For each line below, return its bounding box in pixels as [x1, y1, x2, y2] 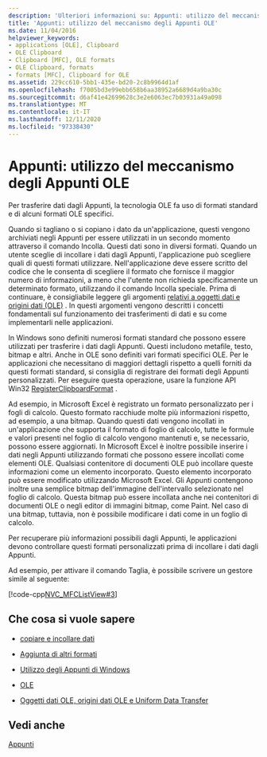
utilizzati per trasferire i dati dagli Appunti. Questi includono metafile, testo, [8, 341, 253, 351]
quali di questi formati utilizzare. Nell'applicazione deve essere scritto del [8, 258, 248, 268]
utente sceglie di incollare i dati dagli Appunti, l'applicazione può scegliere [8, 249, 251, 259]
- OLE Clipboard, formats [8, 64, 94, 72]
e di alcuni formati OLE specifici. [8, 209, 114, 218]
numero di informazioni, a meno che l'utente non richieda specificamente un [8, 275, 258, 284]
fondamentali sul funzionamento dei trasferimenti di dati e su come [8, 308, 227, 319]
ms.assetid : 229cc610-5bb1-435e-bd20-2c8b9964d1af [8, 78, 180, 86]
